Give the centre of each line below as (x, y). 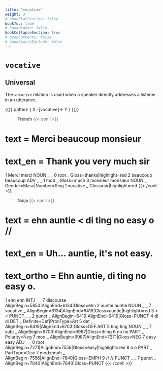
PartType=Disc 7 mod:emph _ (35, 353)
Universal (20, 83)
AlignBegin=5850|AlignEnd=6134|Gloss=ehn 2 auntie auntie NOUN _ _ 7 (78, 306)
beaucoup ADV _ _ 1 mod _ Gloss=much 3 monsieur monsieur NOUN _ (76, 180)
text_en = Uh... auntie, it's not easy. (79, 254)
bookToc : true (20, 23)
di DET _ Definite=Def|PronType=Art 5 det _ (49, 321)
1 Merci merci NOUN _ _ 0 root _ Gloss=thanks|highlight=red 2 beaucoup (79, 175)
